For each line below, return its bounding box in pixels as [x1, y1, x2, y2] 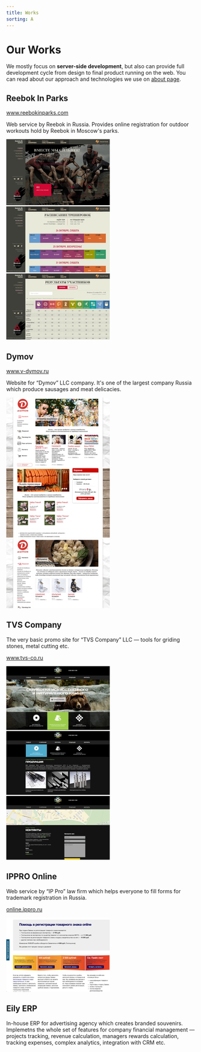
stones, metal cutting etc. [6, 642, 69, 649]
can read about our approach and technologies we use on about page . [6, 75, 182, 83]
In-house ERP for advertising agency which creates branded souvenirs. [6, 1019, 184, 1027]
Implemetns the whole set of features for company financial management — [6, 1026, 195, 1033]
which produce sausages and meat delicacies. [6, 386, 122, 393]
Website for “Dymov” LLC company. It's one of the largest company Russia [6, 379, 192, 386]
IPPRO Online [6, 872, 57, 882]
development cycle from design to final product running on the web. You [6, 69, 186, 77]
